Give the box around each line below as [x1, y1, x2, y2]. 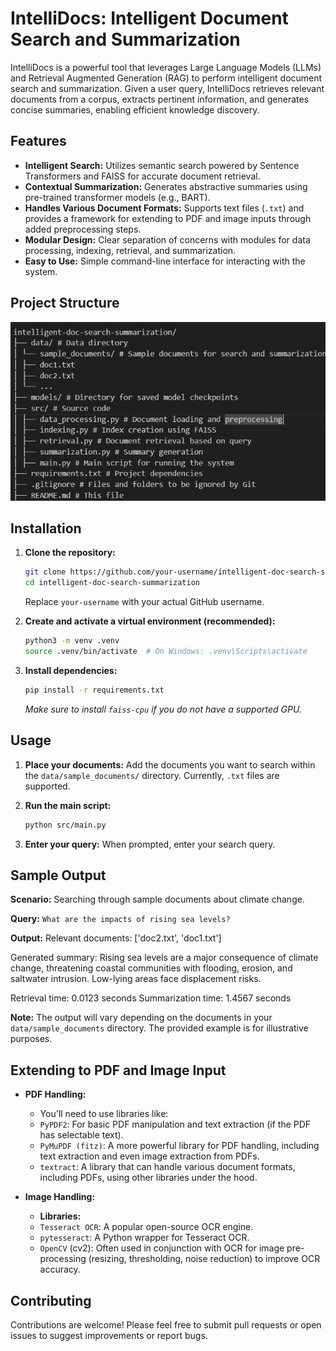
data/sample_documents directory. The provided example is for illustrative [10, 1022, 309, 1034]
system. [24, 265, 58, 277]
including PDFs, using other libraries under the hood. [39, 1172, 258, 1184]
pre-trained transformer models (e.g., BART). [24, 191, 211, 203]
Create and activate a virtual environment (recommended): [24, 615, 276, 627]
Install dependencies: [24, 664, 118, 676]
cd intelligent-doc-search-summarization [24, 578, 200, 588]
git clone [24, 567, 67, 577]
